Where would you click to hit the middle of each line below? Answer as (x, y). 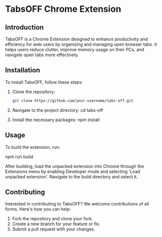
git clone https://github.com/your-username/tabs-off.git (73, 101)
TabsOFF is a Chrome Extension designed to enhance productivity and (77, 39)
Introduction (25, 27)
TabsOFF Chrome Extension (63, 9)
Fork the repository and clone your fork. (53, 219)
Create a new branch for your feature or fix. (56, 224)
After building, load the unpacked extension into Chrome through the (75, 166)
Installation (23, 70)
